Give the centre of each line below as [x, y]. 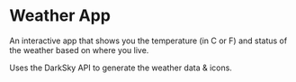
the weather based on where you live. [79, 50]
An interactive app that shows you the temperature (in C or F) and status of [148, 41]
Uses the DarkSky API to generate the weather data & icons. [121, 68]
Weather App [60, 16]
